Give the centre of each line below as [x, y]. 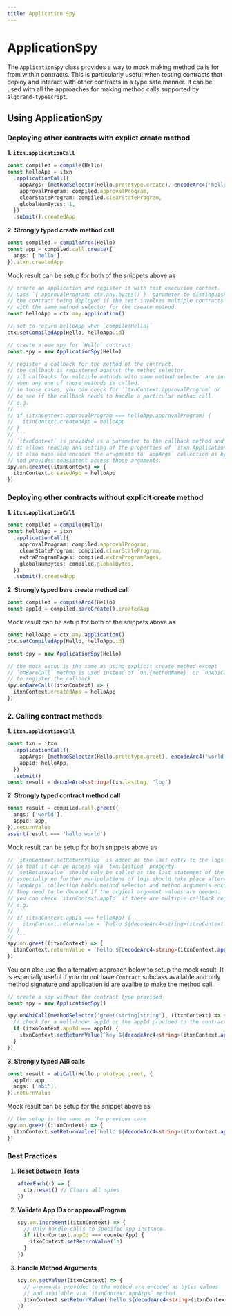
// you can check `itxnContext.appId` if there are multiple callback [111, 898]
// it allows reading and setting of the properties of [89, 447]
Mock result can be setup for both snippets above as [82, 847]
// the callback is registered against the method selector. [97, 371]
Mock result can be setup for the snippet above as [79, 1106]
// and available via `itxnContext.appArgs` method [99, 1293]
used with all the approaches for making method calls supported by [103, 89]
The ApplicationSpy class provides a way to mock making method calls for [113, 67]
